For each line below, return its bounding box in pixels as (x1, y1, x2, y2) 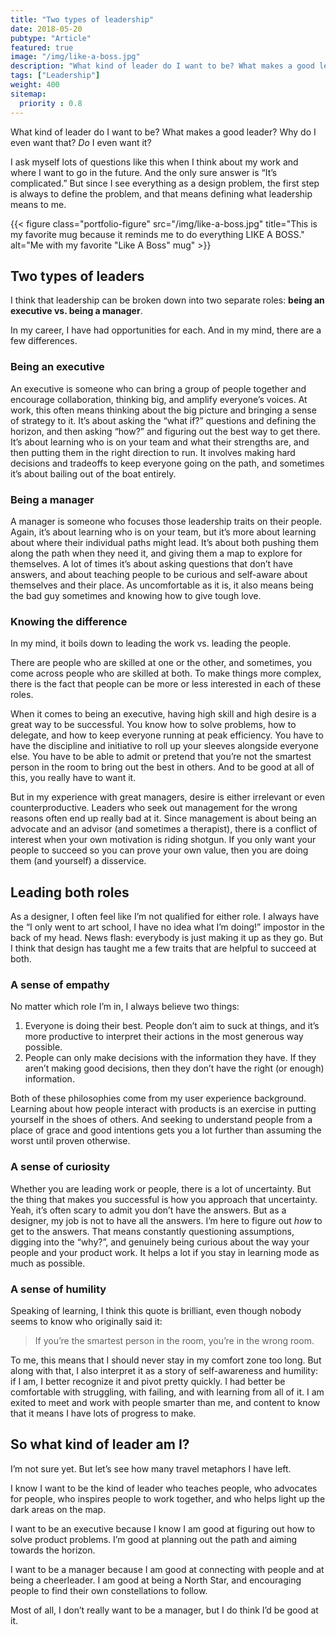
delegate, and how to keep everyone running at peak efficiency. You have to (10, 729, 324, 741)
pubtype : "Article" (10, 33, 92, 43)
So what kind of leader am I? (10, 1436, 190, 1453)
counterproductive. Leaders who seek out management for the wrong (10, 802, 298, 814)
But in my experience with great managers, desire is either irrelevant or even (10, 791, 326, 803)
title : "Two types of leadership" (10, 14, 155, 25)
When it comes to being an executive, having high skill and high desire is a (10, 708, 317, 720)
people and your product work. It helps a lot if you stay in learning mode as (10, 1246, 320, 1258)
